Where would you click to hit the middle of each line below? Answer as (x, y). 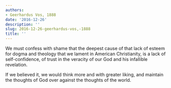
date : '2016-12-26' (26, 19)
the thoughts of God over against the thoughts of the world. (68, 80)
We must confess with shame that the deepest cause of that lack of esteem (85, 48)
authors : (15, 10)
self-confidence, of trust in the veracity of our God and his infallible (77, 59)
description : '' (23, 24)
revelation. (16, 65)
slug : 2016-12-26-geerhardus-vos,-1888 (48, 29)
